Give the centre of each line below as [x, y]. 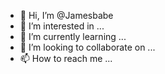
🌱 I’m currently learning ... [73, 36]
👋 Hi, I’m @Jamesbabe [66, 15]
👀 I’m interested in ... [62, 26]
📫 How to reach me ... [66, 58]
